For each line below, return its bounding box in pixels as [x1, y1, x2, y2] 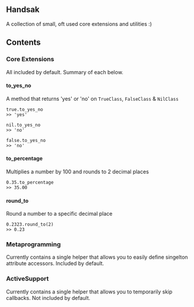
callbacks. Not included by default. [6, 294, 91, 301]
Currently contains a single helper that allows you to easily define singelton [6, 253, 188, 261]
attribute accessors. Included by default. [6, 260, 105, 267]
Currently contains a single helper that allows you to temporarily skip [6, 288, 173, 295]
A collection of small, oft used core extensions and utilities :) [6, 20, 152, 27]
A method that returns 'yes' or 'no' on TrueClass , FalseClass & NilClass [6, 95, 179, 102]
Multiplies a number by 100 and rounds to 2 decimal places [6, 168, 149, 175]
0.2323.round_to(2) [6, 222, 54, 227]
